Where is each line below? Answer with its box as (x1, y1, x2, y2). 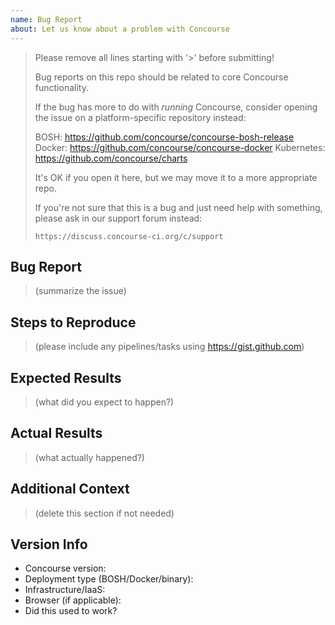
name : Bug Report (10, 14, 83, 25)
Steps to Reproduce (10, 314, 137, 331)
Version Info (10, 536, 88, 553)
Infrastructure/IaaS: (24, 584, 106, 596)
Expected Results (10, 369, 122, 386)
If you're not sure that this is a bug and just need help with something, (34, 201, 323, 213)
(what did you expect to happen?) (34, 396, 175, 408)
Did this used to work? (24, 605, 118, 617)
